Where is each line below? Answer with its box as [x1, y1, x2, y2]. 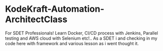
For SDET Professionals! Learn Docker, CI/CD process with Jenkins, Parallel [5, 30, 158, 36]
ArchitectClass [5, 14, 68, 25]
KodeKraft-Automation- [5, 3, 105, 15]
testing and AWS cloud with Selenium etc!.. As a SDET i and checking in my [5, 35, 158, 41]
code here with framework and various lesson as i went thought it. [5, 40, 139, 46]
